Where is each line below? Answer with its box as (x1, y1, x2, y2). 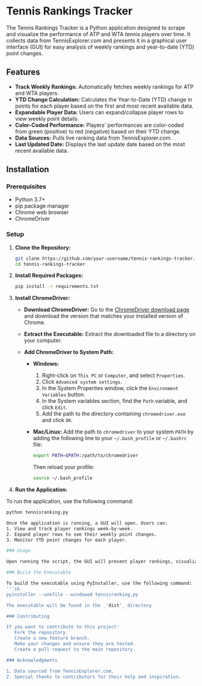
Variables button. (41, 391, 86, 398)
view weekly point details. (14, 115, 79, 122)
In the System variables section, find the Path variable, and (41, 397, 188, 405)
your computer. (23, 337, 62, 344)
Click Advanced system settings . (41, 378, 122, 385)
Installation (6, 164, 49, 175)
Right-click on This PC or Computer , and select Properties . (41, 372, 185, 379)
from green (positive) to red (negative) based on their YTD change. (14, 127, 182, 135)
